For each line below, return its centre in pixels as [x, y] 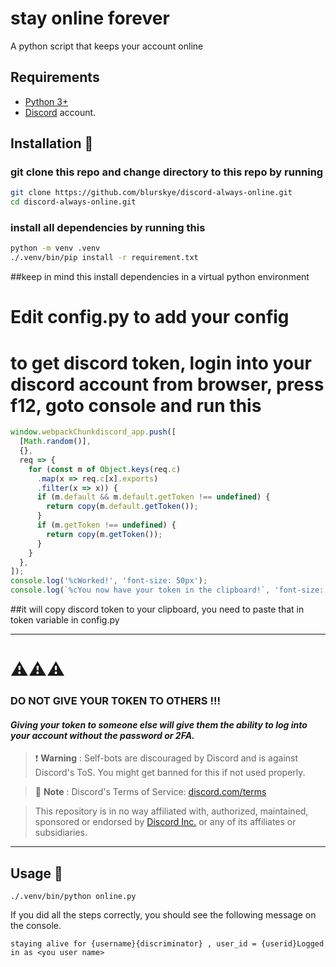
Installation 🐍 [52, 143]
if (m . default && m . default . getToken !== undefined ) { [153, 497]
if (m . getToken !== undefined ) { [106, 525]
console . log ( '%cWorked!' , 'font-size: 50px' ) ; [109, 581]
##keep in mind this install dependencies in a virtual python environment [160, 277]
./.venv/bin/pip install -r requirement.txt [104, 258]
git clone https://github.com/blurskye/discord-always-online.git [151, 193]
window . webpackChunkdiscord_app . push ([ [93, 432]
